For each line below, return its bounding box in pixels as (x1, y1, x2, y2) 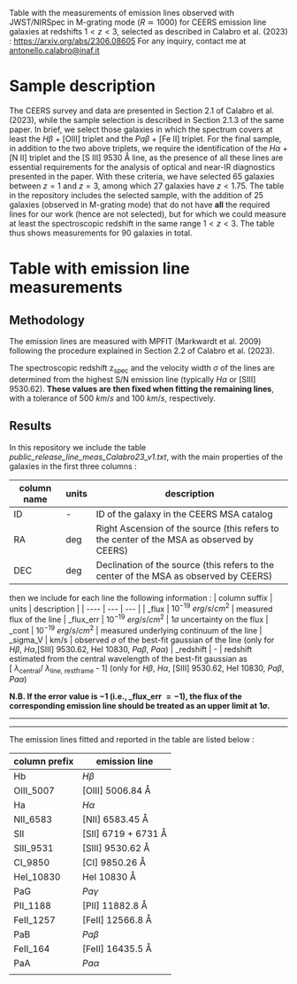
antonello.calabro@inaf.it (9, 45, 100, 56)
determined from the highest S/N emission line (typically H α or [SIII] (9, 373, 256, 384)
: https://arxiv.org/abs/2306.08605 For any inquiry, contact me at (9, 35, 247, 46)
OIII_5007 (13, 785, 55, 797)
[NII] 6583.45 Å (82, 813, 148, 826)
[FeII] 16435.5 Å (82, 942, 152, 955)
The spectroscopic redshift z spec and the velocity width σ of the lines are (9, 362, 276, 375)
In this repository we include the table (9, 442, 147, 452)
